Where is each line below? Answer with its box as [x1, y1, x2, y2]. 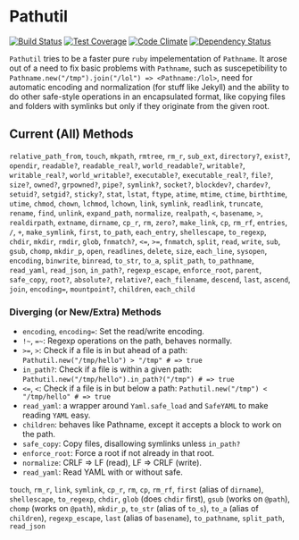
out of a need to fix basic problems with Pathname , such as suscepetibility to [9, 63, 287, 73]
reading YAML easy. [21, 409, 91, 421]
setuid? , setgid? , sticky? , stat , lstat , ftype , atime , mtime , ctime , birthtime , [9, 188, 288, 198]
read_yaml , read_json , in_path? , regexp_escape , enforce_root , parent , [9, 264, 262, 274]
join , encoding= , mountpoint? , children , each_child [9, 283, 195, 294]
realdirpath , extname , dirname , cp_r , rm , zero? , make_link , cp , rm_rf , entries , [9, 216, 288, 227]
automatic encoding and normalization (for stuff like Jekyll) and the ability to [9, 81, 290, 92]
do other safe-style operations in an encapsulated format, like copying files [9, 91, 286, 102]
